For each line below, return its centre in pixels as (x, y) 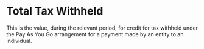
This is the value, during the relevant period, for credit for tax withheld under (102, 28)
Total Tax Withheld (55, 11)
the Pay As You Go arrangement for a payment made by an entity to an (95, 34)
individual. (19, 41)
